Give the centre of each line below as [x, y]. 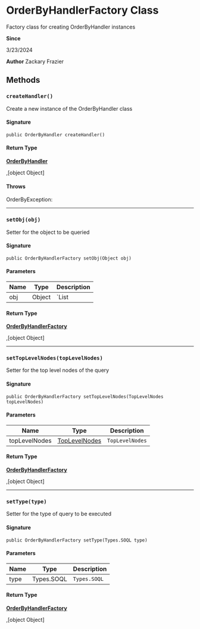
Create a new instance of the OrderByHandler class [69, 108]
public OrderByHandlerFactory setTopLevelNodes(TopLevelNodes [85, 396]
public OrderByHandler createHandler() [56, 134]
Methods [23, 80]
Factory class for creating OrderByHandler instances [71, 27]
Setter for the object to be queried [48, 232]
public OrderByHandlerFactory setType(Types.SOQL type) [77, 540]
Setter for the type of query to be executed [59, 514]
